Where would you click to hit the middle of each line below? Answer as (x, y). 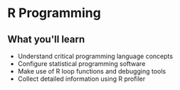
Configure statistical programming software (81, 64)
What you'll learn (46, 39)
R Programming (54, 13)
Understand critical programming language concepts (95, 56)
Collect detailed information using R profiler (81, 79)
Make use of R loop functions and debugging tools (91, 71)
